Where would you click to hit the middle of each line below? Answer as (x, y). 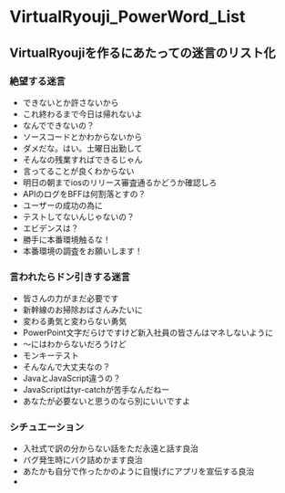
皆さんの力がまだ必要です (71, 299)
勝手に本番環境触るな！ (66, 239)
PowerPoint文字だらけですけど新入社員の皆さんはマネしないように (148, 333)
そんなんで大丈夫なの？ (66, 367)
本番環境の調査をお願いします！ (82, 251)
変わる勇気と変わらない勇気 (75, 321)
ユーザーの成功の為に (62, 205)
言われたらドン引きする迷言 (70, 277)
